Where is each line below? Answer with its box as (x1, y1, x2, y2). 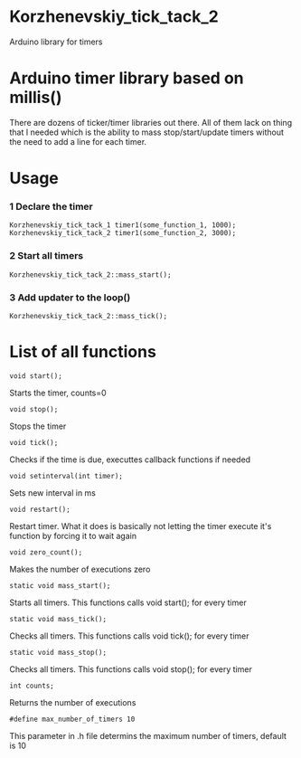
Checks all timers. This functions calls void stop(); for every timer (9, 663, 253, 675)
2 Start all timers (9, 250, 84, 262)
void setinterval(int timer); (9, 471, 124, 480)
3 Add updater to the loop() (9, 291, 131, 304)
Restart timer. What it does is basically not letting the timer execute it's (9, 520, 272, 531)
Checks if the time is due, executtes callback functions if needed (9, 454, 251, 465)
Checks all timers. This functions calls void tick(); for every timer (9, 630, 250, 641)
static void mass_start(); (9, 581, 111, 590)
